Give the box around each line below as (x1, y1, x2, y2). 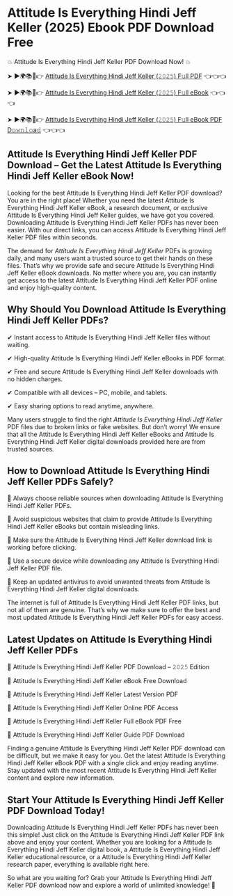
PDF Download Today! (7, 805, 105, 817)
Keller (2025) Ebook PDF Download (7, 19, 214, 35)
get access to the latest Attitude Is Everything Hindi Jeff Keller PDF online (7, 276, 218, 285)
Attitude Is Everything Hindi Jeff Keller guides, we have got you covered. (7, 211, 216, 219)
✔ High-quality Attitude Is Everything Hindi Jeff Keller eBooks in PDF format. (7, 353, 226, 362)
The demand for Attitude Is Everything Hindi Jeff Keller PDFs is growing (7, 246, 212, 255)
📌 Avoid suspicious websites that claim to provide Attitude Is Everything (7, 515, 212, 523)
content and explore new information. (7, 774, 115, 782)
